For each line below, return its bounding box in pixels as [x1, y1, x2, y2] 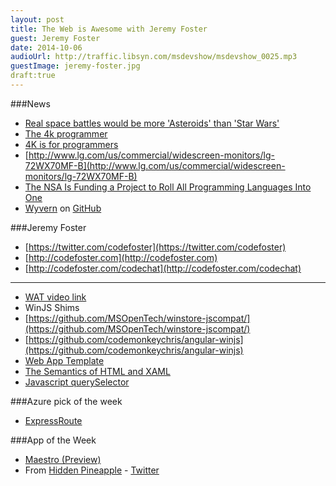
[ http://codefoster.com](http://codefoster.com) [24, 251, 218, 263]
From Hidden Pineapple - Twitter [24, 464, 160, 476]
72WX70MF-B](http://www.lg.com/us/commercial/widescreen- [24, 159, 286, 171]
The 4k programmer [24, 127, 108, 140]
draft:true [10, 71, 56, 81]
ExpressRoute [24, 414, 83, 426]
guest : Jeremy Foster [10, 33, 101, 43]
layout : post [10, 14, 65, 25]
